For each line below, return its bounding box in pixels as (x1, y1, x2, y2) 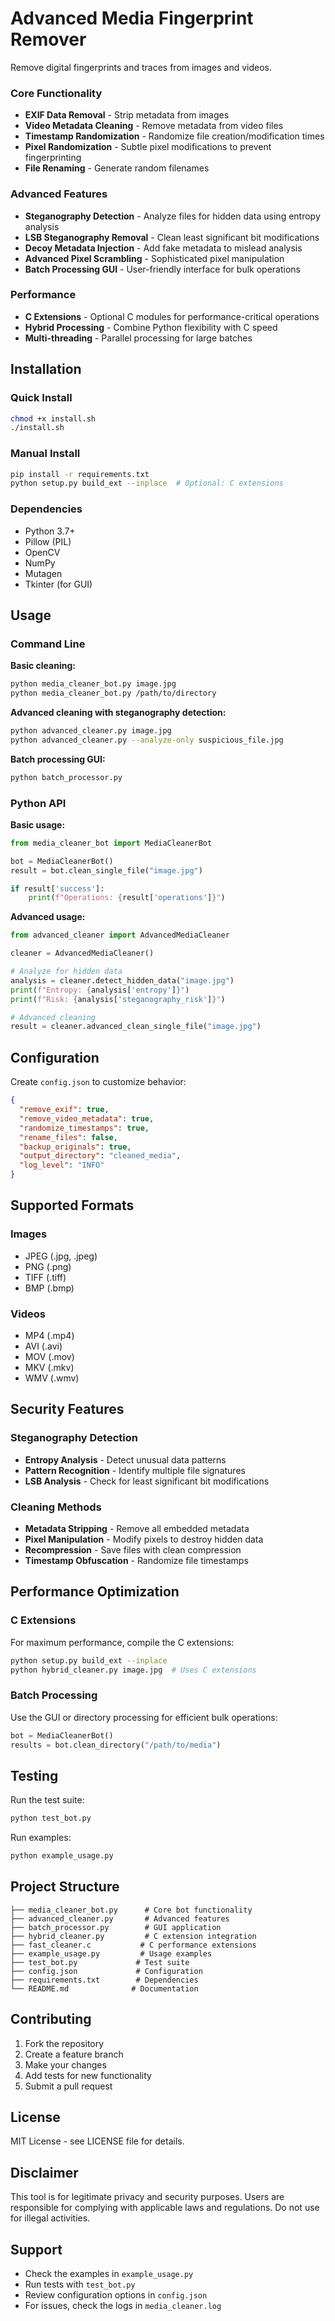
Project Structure (10, 1878, 120, 1896)
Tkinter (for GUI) (24, 578, 93, 590)
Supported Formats (10, 1197, 135, 1214)
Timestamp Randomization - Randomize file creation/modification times (24, 130, 325, 142)
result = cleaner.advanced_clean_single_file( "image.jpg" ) (10, 1022, 262, 1032)
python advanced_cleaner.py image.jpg (10, 726, 172, 736)
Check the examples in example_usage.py (24, 2268, 194, 2280)
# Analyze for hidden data (10, 967, 123, 977)
